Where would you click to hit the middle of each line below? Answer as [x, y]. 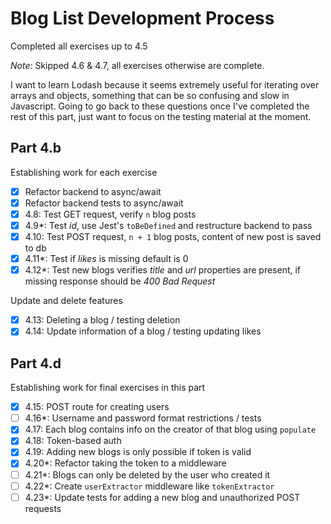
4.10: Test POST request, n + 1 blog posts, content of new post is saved [173, 236]
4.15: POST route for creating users [97, 407]
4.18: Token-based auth [73, 441]
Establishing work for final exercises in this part [108, 388]
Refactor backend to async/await [93, 191]
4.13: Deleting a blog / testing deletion [102, 320]
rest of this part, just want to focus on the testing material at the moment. [161, 116]
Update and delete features [66, 301]
